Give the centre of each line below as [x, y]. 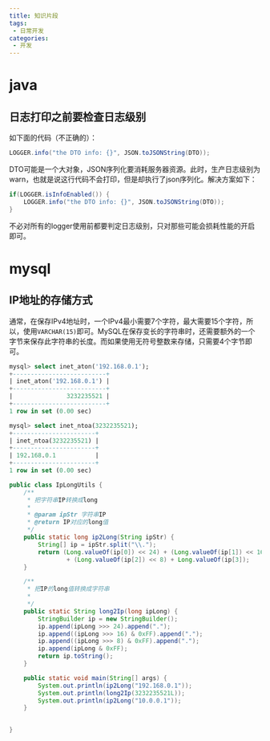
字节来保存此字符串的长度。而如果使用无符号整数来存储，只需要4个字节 [127, 341]
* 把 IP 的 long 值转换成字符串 [69, 589]
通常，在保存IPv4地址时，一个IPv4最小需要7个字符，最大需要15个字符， [128, 321]
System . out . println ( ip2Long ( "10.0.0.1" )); [110, 700]
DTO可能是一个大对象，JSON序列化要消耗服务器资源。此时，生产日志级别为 [135, 169]
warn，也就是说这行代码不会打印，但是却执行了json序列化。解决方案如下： [133, 179]
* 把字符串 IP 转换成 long [62, 500]
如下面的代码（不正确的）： [53, 138]
